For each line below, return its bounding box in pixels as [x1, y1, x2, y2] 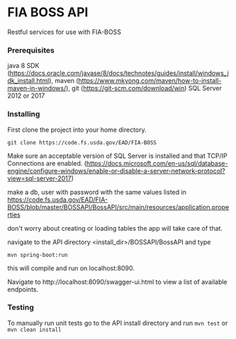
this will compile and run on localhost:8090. [7, 263, 135, 272]
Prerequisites [7, 45, 55, 55]
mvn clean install [7, 326, 62, 333]
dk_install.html [7, 76, 50, 85]
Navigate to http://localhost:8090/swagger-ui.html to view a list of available [7, 277, 228, 286]
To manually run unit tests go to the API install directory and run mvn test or [7, 318, 228, 327]
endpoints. [7, 285, 39, 294]
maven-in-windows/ [7, 84, 67, 93]
